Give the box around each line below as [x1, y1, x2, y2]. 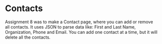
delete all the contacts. [5, 34, 51, 40]
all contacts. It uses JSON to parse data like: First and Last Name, [5, 24, 136, 29]
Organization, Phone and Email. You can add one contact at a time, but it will [5, 29, 158, 35]
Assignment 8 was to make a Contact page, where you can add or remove [5, 19, 153, 25]
